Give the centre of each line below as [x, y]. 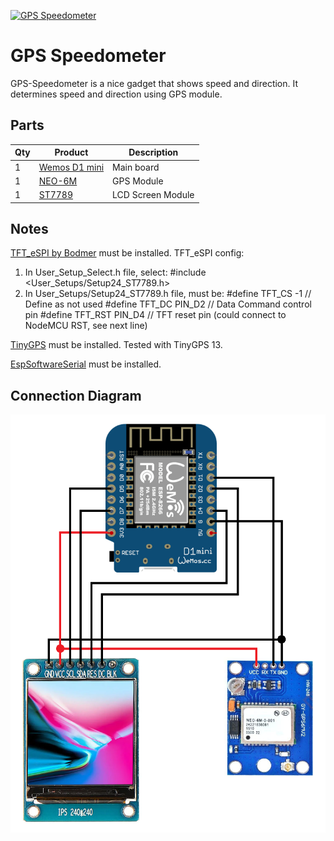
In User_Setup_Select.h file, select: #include [115, 272]
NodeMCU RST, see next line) [86, 326]
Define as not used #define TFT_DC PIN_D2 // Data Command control [168, 304]
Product [71, 152]
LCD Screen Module [153, 194]
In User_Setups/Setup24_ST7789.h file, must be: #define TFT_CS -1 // [168, 294]
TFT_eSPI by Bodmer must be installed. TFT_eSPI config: [127, 253]
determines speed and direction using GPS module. [116, 94]
